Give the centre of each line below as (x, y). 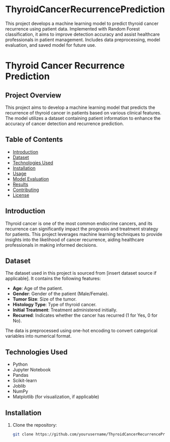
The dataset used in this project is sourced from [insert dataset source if (81, 273)
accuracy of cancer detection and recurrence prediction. (65, 124)
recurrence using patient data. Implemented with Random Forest (73, 28)
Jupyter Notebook (31, 370)
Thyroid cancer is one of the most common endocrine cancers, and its (79, 223)
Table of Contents (34, 140)
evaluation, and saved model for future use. (51, 45)
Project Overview (33, 95)
